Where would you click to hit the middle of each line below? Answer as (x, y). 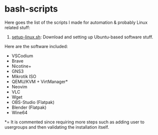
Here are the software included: (36, 46)
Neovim (19, 86)
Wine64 (19, 112)
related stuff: (17, 27)
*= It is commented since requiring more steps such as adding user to (74, 122)
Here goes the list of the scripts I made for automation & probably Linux (76, 22)
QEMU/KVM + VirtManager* (40, 82)
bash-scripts (31, 9)
